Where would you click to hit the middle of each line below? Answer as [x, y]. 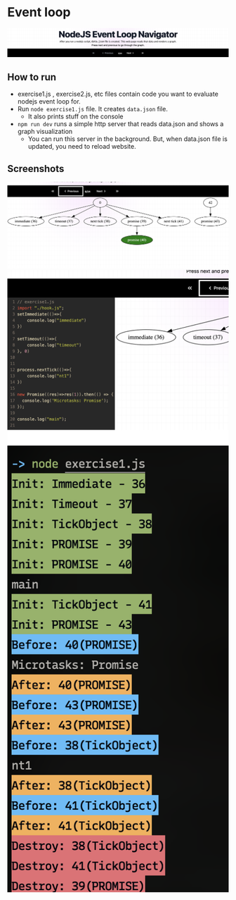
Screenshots [36, 169]
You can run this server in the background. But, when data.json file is [128, 139]
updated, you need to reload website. [82, 147]
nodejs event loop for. [49, 101]
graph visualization [45, 132]
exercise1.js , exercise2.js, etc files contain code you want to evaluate [118, 94]
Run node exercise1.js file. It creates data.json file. [93, 109]
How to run [32, 77]
